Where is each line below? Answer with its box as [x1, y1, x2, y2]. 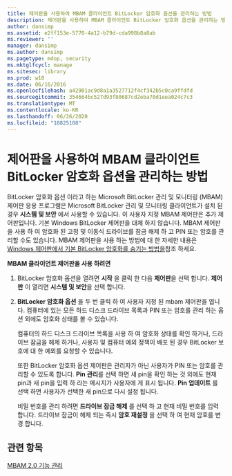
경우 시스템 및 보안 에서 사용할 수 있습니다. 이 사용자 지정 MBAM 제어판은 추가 [7, 210, 217, 219]
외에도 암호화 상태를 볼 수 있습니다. [24, 315, 119, 323]
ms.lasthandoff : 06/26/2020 [7, 113, 88, 120]
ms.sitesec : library [7, 68, 67, 75]
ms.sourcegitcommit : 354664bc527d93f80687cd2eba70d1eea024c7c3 [7, 94, 193, 101]
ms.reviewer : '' [7, 36, 54, 43]
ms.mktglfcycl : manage [7, 62, 72, 68]
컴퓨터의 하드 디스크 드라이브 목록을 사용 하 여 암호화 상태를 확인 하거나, [17, 329, 211, 338]
